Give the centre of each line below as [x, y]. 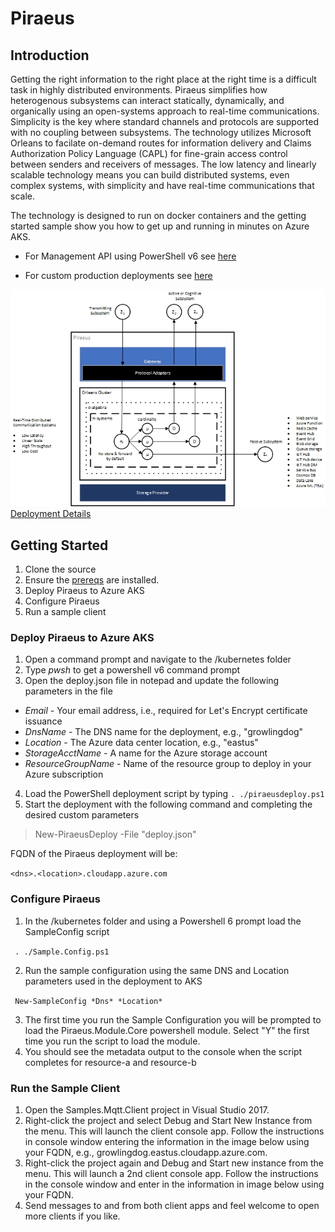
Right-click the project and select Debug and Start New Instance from [168, 1120]
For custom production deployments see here [118, 275]
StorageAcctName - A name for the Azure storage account [146, 753]
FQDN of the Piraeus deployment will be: [94, 854]
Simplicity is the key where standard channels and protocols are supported [164, 121]
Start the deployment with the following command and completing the [168, 804]
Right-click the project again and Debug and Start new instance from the [174, 1163]
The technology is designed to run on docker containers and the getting [158, 215]
